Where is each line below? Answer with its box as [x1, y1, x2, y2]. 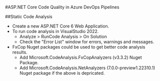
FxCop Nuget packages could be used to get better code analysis [12, 44, 146, 50]
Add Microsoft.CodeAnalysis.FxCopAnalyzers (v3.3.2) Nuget [19, 54, 142, 60]
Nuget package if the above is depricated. [19, 70, 105, 76]
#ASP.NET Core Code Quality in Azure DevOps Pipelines [5, 4, 119, 10]
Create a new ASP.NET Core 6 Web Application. [12, 23, 109, 29]
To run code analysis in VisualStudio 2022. [12, 28, 99, 34]
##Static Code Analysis [5, 14, 53, 19]
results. [12, 49, 28, 55]
